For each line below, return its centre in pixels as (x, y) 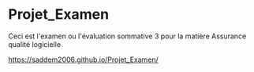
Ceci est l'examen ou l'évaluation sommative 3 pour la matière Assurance (127, 36)
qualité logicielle (35, 44)
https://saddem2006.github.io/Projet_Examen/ (84, 59)
